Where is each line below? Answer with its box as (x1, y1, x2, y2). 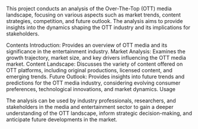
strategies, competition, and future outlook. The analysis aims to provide (6, 18, 183, 24)
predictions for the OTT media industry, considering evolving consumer (6, 79, 181, 86)
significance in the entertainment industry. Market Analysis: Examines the (6, 48, 186, 55)
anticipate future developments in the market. (6, 116, 117, 123)
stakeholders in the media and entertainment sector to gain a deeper (6, 104, 174, 110)
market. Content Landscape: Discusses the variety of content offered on (6, 60, 183, 67)
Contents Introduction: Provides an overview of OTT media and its (6, 41, 168, 49)
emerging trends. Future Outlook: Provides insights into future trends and (6, 73, 185, 80)
